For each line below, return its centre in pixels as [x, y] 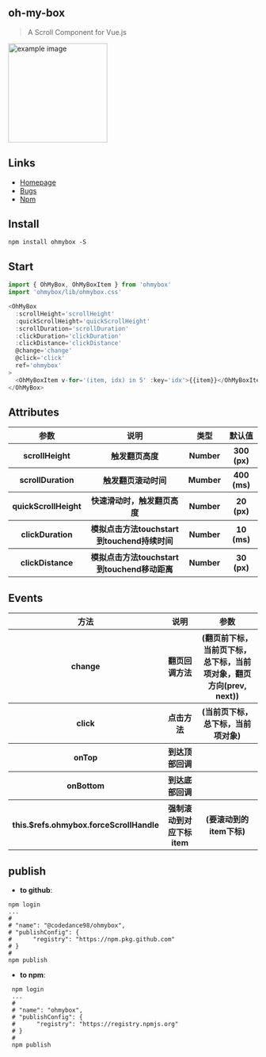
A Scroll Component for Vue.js [77, 32]
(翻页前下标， [227, 638]
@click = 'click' [40, 358]
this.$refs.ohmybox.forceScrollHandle [86, 825]
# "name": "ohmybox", [47, 1010]
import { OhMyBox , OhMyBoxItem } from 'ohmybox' [90, 285]
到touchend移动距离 [135, 569]
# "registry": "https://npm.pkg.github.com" [92, 939]
